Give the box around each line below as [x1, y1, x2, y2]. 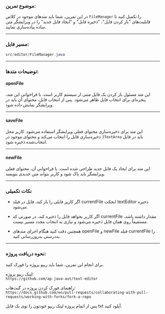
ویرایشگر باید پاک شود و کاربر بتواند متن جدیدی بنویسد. [5, 171, 106, 177]
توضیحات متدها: [5, 68, 39, 75]
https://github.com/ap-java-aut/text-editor [5, 276, 98, 281]
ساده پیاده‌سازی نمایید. [5, 24, 47, 30]
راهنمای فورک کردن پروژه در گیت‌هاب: [5, 285, 76, 290]
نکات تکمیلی [5, 187, 32, 194]
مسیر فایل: [5, 41, 29, 48]
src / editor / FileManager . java [5, 52, 65, 57]
